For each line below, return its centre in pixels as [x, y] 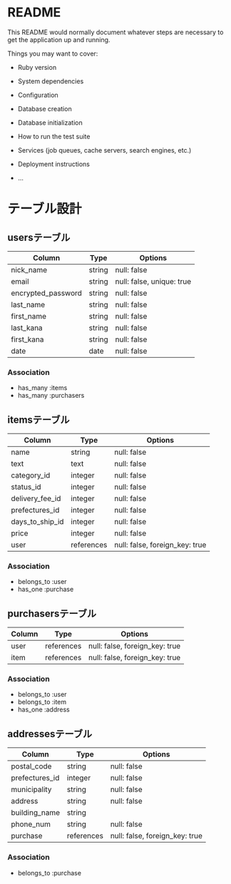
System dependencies [51, 81]
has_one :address [43, 709]
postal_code [31, 766]
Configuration [38, 95]
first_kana [27, 339]
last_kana [27, 327]
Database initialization [50, 123]
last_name [28, 304]
